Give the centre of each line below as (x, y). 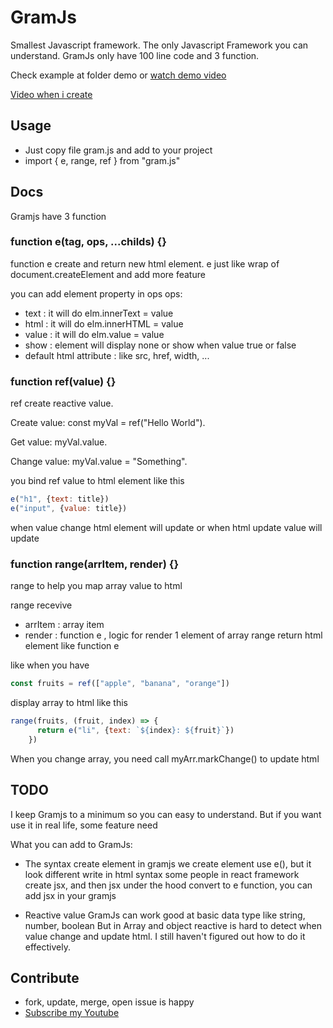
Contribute (45, 977)
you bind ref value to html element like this (97, 481)
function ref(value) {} (63, 381)
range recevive (41, 605)
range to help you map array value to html (96, 586)
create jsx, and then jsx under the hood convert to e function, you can (168, 885)
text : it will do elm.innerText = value (99, 313)
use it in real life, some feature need (84, 825)
